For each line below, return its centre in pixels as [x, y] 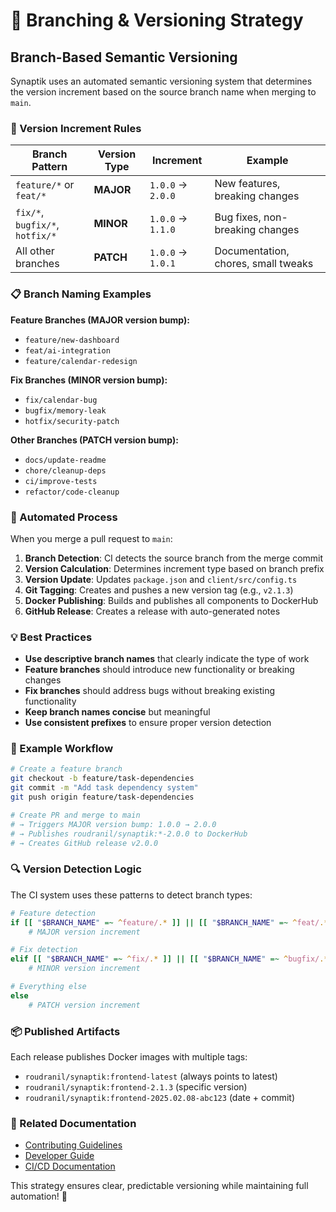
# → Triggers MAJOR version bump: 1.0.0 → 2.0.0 [113, 824]
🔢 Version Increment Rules [76, 128]
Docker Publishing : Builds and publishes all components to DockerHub [171, 600]
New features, [247, 184]
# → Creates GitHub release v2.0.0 [84, 843]
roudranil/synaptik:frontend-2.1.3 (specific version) [136, 1086]
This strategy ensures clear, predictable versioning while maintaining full [159, 1186]
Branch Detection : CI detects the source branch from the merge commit [174, 558]
